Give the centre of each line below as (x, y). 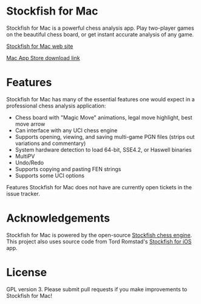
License (27, 272)
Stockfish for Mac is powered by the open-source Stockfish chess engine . (99, 235)
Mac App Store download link (43, 58)
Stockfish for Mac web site (40, 46)
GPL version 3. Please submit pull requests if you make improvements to (97, 289)
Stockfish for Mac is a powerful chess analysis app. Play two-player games (100, 28)
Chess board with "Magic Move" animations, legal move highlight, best (104, 117)
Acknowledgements (58, 218)
